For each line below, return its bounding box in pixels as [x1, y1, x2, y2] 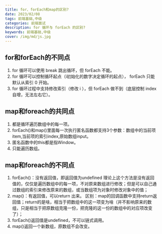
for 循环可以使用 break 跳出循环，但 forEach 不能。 [12, 67, 115, 73]
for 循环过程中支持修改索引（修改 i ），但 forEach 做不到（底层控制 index [12, 86, 157, 91]
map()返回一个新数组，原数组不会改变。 [12, 223, 92, 229]
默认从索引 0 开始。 [12, 79, 52, 85]
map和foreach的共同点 [5, 108, 75, 116]
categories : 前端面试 [5, 20, 46, 26]
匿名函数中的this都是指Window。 [12, 139, 79, 145]
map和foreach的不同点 [5, 161, 75, 169]
